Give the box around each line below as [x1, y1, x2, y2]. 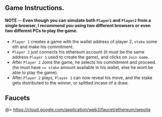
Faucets [5, 94, 30, 102]
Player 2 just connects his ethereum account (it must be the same [12, 49, 145, 55]
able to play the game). [12, 69, 58, 75]
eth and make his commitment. [12, 44, 74, 50]
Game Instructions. [5, 4, 65, 12]
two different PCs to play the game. [5, 28, 78, 33]
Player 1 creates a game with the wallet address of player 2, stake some [12, 38, 158, 44]
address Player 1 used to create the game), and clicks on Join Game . [12, 54, 149, 60]
